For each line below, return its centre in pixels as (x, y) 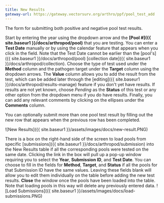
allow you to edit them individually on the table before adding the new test (80, 175)
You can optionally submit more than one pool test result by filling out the (79, 114)
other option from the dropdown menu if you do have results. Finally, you (79, 95)
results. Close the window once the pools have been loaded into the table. (80, 180)
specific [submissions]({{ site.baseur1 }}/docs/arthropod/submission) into (80, 144)
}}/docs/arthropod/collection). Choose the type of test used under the (76, 64)
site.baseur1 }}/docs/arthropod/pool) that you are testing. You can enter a (81, 43)
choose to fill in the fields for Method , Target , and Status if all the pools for (81, 165)
